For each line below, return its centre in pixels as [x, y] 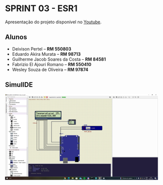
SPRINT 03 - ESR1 [41, 8]
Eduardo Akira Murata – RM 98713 [46, 54]
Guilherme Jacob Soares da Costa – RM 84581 [59, 59]
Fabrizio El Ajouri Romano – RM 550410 [52, 64]
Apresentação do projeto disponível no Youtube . [53, 22]
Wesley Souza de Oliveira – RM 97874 [50, 69]
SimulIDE [19, 85]
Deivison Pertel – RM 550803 [42, 49]
